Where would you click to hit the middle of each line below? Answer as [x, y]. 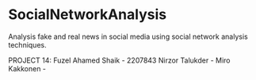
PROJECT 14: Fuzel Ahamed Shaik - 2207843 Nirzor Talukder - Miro [119, 60]
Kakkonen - [27, 68]
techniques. [27, 44]
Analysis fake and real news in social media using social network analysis [128, 36]
